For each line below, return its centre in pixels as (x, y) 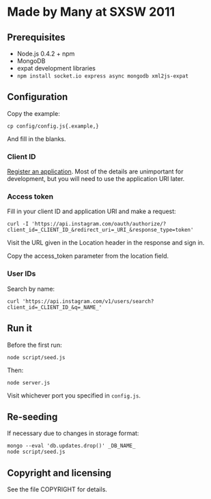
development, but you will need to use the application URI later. (96, 179)
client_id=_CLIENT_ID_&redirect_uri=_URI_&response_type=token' (100, 230)
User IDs (22, 273)
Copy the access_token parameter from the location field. (88, 256)
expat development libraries (56, 68)
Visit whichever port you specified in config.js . (74, 395)
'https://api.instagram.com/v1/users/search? (88, 301)
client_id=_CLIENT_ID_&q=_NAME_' (55, 307)
